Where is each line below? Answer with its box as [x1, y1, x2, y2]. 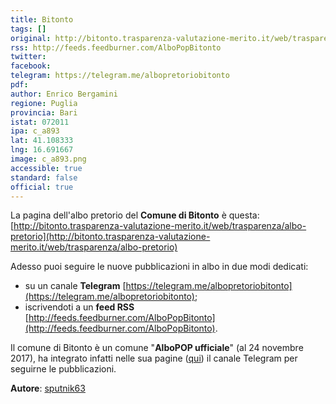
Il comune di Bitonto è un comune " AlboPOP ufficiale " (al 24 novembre [10, 342, 304, 354]
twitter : [10, 52, 47, 62]
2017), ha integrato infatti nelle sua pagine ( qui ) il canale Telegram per [10, 352, 298, 365]
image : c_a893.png [10, 154, 87, 164]
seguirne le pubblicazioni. [10, 363, 117, 375]
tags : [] [10, 24, 47, 34]
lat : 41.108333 [10, 136, 74, 146]
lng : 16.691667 [10, 145, 74, 155]
